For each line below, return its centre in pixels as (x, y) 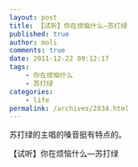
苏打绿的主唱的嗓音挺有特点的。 (68, 135)
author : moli (33, 42)
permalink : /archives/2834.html (69, 108)
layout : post (33, 17)
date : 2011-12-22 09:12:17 (59, 59)
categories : (31, 91)
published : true (39, 34)
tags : (19, 68)
